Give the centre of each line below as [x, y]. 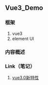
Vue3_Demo [24, 8]
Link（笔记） [20, 66]
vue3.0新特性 [25, 77]
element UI [23, 39]
